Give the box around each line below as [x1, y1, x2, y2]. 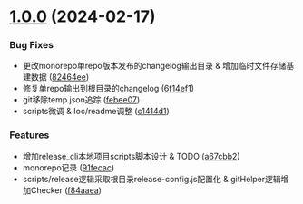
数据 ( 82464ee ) [30, 72, 90, 83]
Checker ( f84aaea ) [30, 184, 103, 196]
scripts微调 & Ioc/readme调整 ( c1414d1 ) [22, 106, 170, 117]
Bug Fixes [9, 39, 54, 52]
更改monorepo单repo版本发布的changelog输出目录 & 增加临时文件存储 [22, 61, 287, 72]
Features [9, 129, 50, 141]
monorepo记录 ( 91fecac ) [22, 161, 115, 173]
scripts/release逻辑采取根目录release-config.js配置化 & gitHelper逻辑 [22, 173, 281, 184]
